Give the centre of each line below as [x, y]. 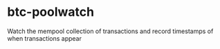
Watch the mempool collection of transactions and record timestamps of [110, 31]
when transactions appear [44, 38]
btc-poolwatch [51, 12]
